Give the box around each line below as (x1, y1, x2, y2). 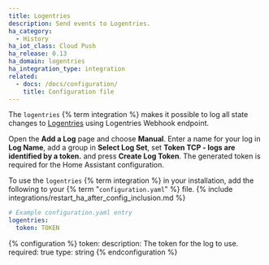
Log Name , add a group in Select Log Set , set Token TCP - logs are (8, 143, 236, 153)
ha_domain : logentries (8, 58, 85, 66)
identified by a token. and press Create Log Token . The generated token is (8, 151, 262, 161)
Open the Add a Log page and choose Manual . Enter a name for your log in (8, 134, 262, 144)
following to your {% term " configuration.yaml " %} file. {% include (8, 185, 233, 194)
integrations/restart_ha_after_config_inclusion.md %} (8, 193, 186, 203)
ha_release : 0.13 (8, 50, 67, 58)
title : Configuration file (23, 87, 115, 96)
